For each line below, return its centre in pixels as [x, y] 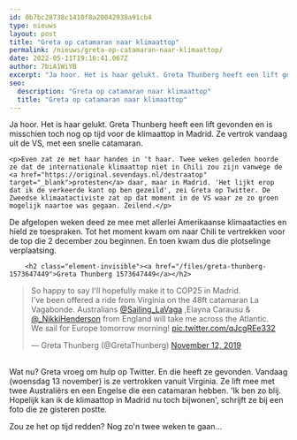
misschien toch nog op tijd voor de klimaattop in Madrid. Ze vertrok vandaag [148, 134]
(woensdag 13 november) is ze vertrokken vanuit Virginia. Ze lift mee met [142, 382]
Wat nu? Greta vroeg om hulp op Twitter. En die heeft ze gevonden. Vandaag [148, 372]
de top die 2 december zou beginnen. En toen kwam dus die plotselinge [140, 241]
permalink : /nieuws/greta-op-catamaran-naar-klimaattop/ [116, 50]
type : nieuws [33, 26]
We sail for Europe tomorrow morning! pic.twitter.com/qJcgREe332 [153, 329]
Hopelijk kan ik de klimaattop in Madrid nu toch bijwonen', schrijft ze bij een [146, 400]
